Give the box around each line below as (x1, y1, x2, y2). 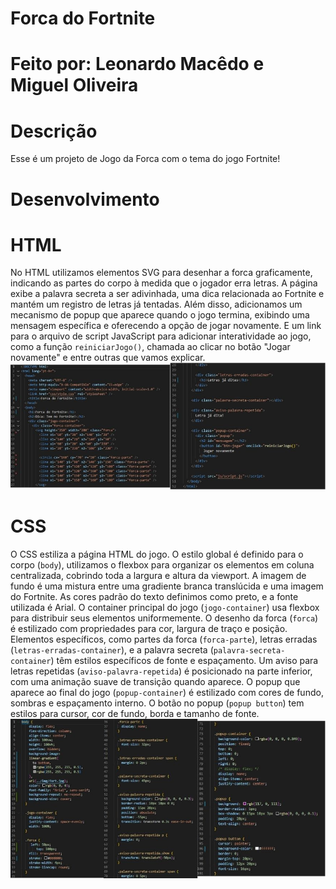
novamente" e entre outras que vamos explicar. (10, 352, 206, 364)
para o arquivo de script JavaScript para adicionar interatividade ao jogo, (10, 330, 312, 342)
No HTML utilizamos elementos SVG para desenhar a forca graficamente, (10, 267, 313, 279)
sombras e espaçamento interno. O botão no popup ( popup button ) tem (10, 697, 305, 709)
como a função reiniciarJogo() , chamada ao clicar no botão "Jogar (10, 341, 291, 353)
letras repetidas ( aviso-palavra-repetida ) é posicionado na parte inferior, (10, 665, 313, 677)
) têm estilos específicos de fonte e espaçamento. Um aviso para (50, 654, 319, 666)
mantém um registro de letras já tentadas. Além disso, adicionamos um (10, 298, 303, 311)
